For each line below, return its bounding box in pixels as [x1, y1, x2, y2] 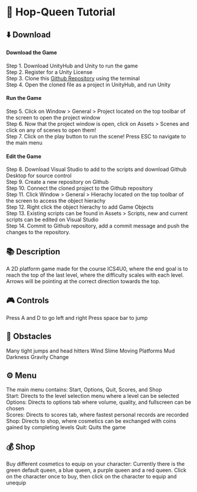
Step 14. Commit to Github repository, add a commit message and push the [6, 222, 189, 229]
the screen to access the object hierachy [6, 198, 106, 205]
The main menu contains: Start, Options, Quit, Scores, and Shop [6, 386, 162, 393]
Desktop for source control [6, 172, 72, 179]
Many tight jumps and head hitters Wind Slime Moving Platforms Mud [6, 347, 175, 354]
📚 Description [6, 247, 60, 257]
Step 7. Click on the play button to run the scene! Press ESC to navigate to [6, 132, 186, 140]
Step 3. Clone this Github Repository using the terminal [6, 75, 140, 82]
